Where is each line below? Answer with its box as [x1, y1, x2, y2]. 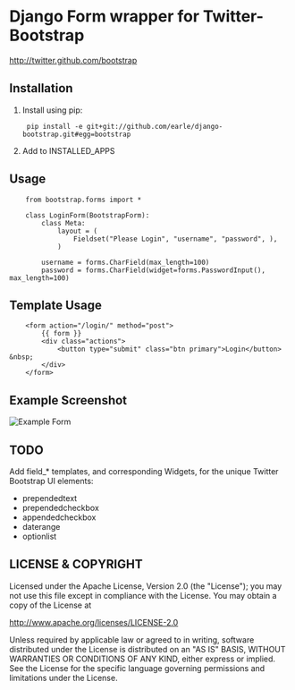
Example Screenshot [9, 392, 128, 408]
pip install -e [26, 122, 83, 131]
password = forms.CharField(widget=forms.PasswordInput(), [41, 266, 266, 275]
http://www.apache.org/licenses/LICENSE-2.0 [9, 617, 179, 627]
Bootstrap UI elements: [9, 476, 94, 486]
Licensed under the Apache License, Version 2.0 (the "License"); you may [9, 580, 282, 592]
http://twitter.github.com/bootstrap [9, 55, 138, 65]
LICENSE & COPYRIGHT [9, 557, 143, 572]
